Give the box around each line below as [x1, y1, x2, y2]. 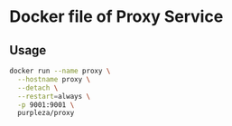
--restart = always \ [17, 92, 91, 101]
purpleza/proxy [17, 109, 75, 118]
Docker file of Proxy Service [9, 6, 224, 27]
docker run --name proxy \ [9, 66, 111, 75]
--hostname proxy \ [17, 74, 91, 83]
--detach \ [17, 83, 59, 92]
